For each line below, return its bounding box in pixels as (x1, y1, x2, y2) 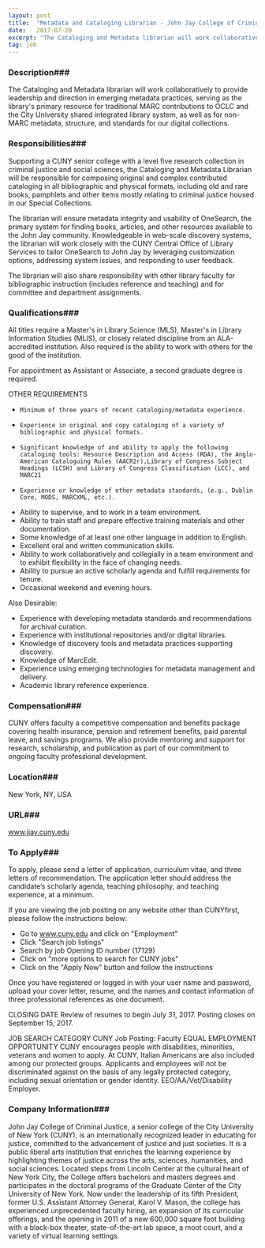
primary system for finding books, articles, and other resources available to (8, 222, 252, 231)
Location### (8, 772, 59, 783)
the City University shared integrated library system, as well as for (8, 110, 223, 119)
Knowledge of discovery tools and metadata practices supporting (19, 639, 233, 648)
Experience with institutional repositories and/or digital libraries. (19, 630, 227, 640)
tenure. (19, 574, 43, 585)
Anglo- (235, 451, 257, 459)
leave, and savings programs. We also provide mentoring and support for (8, 735, 246, 745)
